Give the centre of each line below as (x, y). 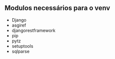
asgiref (19, 25)
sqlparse (21, 51)
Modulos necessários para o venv (57, 8)
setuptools (22, 46)
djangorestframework (33, 30)
